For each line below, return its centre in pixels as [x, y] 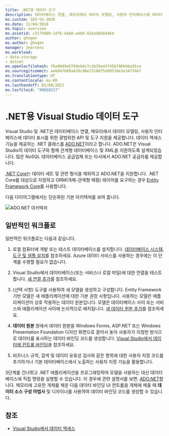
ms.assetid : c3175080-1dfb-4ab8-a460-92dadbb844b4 [60, 33]
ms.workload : [19, 52]
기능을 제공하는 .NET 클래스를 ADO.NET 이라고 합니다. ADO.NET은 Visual [78, 144]
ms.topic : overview [26, 29]
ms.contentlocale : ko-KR [31, 80]
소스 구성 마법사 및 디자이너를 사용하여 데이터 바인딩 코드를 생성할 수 [82, 391]
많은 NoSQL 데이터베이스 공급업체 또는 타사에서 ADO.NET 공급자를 [82, 157]
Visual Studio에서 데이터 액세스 [44, 428]
